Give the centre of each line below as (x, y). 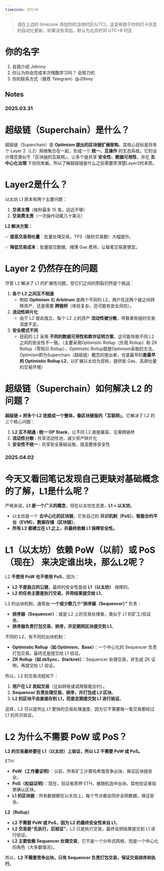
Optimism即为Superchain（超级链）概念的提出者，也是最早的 (81, 355)
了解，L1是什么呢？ (52, 491)
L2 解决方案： (19, 226)
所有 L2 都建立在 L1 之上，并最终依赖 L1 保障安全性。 (65, 528)
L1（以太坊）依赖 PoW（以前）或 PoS (80, 550)
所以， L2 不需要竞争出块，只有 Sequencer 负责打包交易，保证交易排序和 (78, 858)
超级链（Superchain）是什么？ (67, 130)
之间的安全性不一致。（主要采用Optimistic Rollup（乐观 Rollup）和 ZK (88, 342)
